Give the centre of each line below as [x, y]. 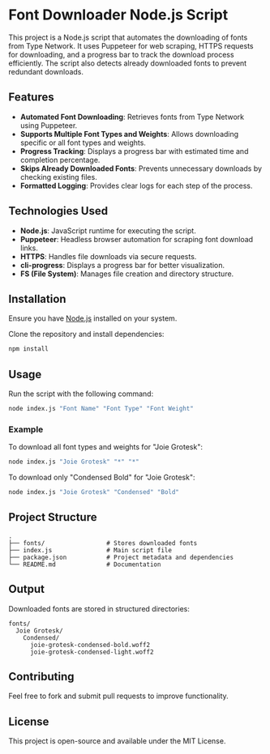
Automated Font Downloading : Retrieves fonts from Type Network [132, 117]
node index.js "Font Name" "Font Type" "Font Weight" [101, 409]
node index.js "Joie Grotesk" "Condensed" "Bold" [94, 492]
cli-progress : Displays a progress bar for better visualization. [122, 265]
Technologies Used [58, 211]
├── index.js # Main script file [90, 550]
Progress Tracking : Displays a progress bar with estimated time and [134, 151]
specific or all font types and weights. [83, 143]
